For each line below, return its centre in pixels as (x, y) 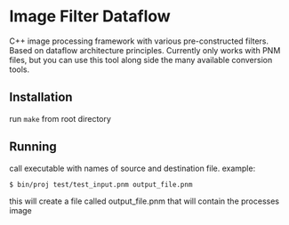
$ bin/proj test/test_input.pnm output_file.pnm (101, 184)
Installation (41, 97)
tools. (20, 69)
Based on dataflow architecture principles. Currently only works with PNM (145, 50)
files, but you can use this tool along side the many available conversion (141, 60)
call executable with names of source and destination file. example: (132, 168)
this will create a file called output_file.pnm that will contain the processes (144, 201)
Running (33, 147)
